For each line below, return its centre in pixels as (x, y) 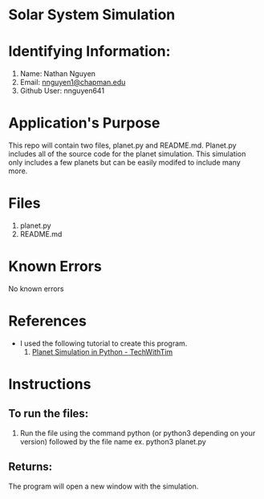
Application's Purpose (84, 123)
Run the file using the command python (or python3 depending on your (138, 433)
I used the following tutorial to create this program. (104, 343)
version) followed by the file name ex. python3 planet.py (113, 441)
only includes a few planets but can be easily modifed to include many (124, 163)
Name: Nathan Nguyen (58, 74)
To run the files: (49, 414)
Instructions (50, 385)
